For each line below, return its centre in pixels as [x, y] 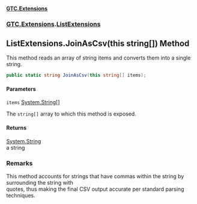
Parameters [21, 89]
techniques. [21, 195]
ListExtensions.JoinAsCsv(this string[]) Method [98, 43]
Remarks [20, 163]
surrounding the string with [40, 182]
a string [16, 147]
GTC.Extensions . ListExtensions [53, 24]
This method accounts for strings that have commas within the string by [95, 176]
